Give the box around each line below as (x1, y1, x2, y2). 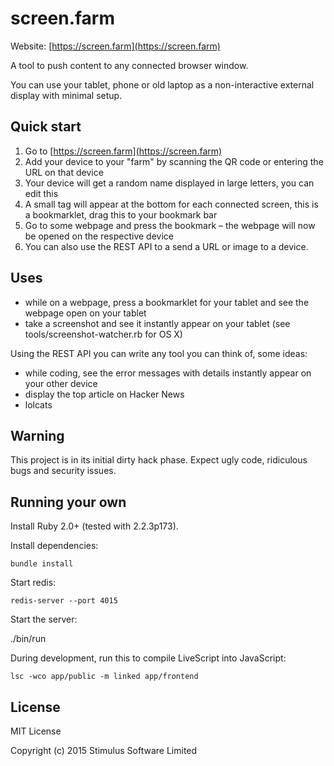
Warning (10, 427, 65, 444)
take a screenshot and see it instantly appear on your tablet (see (24, 317, 291, 329)
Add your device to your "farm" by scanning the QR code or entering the (24, 155, 324, 167)
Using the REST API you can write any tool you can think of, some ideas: (10, 347, 308, 359)
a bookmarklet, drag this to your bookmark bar (24, 208, 218, 221)
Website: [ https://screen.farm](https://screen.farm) (10, 40, 221, 52)
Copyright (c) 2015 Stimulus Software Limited (10, 745, 198, 756)
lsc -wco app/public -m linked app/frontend (10, 672, 199, 682)
